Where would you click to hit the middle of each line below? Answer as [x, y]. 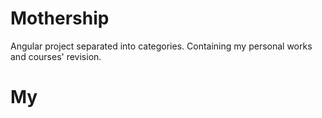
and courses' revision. [56, 56]
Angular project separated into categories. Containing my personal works [161, 46]
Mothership [60, 18]
